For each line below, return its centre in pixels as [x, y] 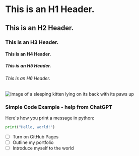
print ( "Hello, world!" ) [30, 127]
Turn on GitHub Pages [36, 136]
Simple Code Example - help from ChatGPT [59, 107]
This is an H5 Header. [28, 65]
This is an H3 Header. [32, 42]
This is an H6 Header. [28, 79]
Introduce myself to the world [43, 148]
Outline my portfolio [33, 142]
